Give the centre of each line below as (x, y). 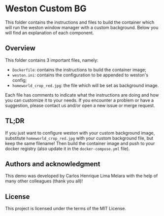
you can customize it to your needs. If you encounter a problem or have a (80, 100)
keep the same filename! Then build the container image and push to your (80, 143)
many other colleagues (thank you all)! (44, 181)
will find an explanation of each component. (49, 33)
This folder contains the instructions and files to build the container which (80, 22)
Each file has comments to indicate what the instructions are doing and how (82, 95)
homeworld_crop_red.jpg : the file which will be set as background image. (85, 85)
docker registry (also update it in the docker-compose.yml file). (67, 148)
